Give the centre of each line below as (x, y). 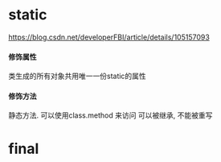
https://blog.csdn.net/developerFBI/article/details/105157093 (109, 37)
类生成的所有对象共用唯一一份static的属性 (77, 76)
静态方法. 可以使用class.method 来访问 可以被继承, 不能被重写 (110, 115)
